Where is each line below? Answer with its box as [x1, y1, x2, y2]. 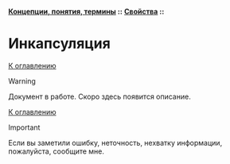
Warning [8, 76, 36, 86]
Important [8, 123, 41, 132]
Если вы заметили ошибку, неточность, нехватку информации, [8, 138, 223, 147]
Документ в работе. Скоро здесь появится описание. [8, 92, 191, 101]
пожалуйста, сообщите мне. [8, 146, 105, 156]
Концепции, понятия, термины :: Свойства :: [8, 7, 165, 16]
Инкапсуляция [8, 35, 111, 53]
